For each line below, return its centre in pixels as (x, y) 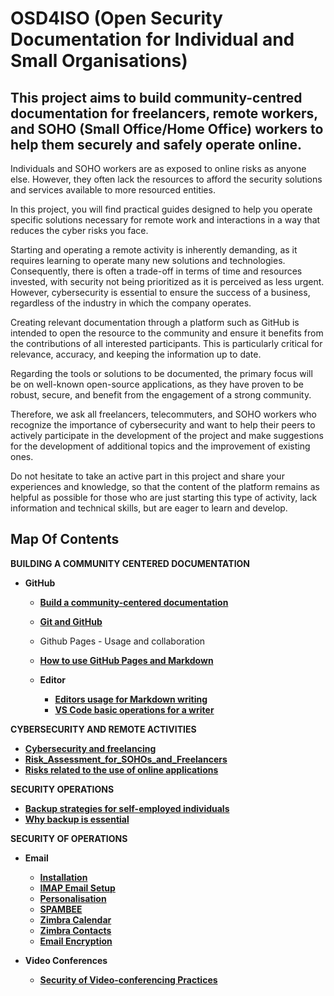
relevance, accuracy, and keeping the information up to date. (136, 354)
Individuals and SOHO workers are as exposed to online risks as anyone (158, 168)
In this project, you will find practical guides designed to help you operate (161, 209)
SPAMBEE (61, 909)
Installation (63, 877)
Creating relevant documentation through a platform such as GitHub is (155, 322)
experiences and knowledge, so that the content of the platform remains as (165, 486)
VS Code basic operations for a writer (134, 709)
